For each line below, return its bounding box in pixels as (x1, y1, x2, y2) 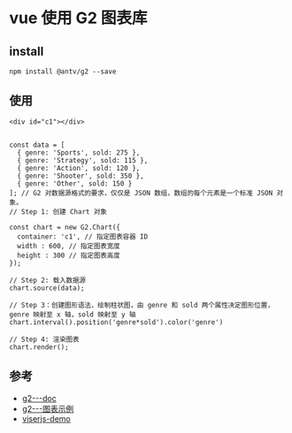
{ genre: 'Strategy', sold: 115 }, (17, 156, 149, 164)
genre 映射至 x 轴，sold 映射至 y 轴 (9, 310, 136, 319)
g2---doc (21, 392, 58, 403)
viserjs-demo (21, 413, 71, 424)
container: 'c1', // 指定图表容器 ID (17, 232, 149, 241)
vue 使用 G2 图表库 (9, 8, 148, 28)
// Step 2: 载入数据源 (9, 276, 87, 285)
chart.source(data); (9, 284, 86, 292)
